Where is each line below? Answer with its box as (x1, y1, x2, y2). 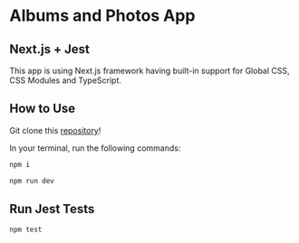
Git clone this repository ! (9, 125, 101, 136)
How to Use (9, 101, 76, 117)
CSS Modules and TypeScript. (9, 75, 122, 86)
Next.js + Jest (9, 42, 91, 57)
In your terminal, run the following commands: (9, 142, 181, 154)
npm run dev (9, 176, 54, 185)
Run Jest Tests (9, 201, 95, 217)
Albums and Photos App (9, 5, 196, 26)
